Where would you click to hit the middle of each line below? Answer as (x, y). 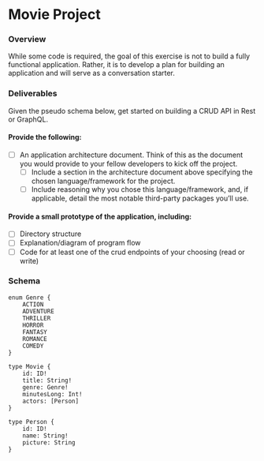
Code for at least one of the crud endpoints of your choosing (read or (132, 252)
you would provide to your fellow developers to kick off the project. (128, 164)
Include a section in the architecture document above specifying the (142, 172)
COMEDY (33, 346)
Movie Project (54, 15)
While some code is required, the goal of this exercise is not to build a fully (129, 56)
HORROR (33, 325)
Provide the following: (45, 137)
